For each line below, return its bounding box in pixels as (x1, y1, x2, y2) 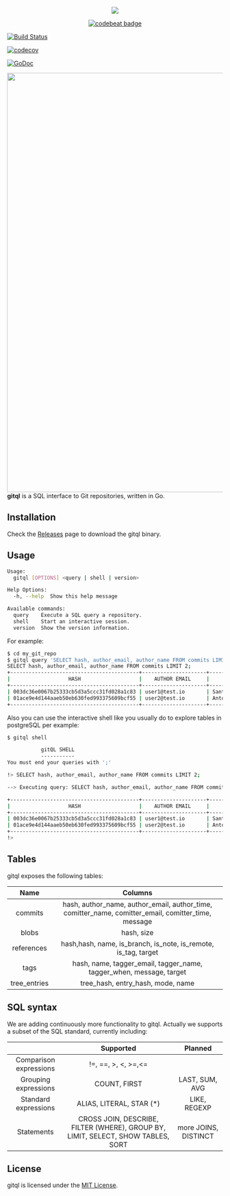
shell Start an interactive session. (13, 618, 130, 625)
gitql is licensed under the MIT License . (7, 1181, 118, 1189)
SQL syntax (7, 1001, 57, 1014)
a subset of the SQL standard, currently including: (7, 1027, 148, 1035)
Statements (16, 1127, 54, 1136)
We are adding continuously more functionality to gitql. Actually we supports (7, 1020, 223, 1028)
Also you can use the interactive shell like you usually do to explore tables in (7, 713, 222, 722)
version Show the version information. (13, 624, 130, 631)
